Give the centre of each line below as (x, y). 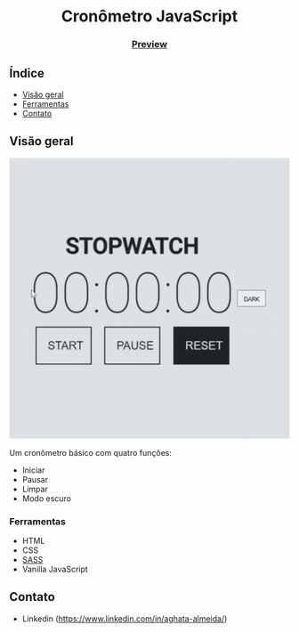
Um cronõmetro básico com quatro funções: (90, 452)
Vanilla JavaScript (55, 569)
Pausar (35, 479)
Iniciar (33, 470)
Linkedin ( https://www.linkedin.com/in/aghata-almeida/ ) (125, 618)
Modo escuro (47, 498)
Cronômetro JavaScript (149, 16)
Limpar (35, 489)
